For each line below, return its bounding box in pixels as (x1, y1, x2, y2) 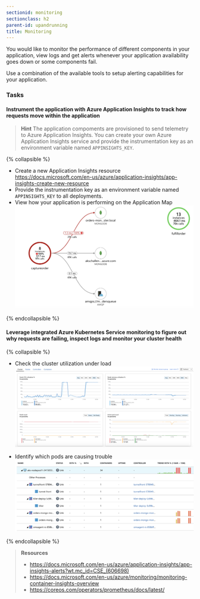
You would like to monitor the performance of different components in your (6, 45, 190, 53)
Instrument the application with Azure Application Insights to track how (6, 105, 187, 113)
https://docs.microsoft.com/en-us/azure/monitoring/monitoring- (29, 573, 187, 581)
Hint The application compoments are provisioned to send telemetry (20, 125, 189, 132)
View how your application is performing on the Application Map (14, 199, 173, 206)
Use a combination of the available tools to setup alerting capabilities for (6, 70, 184, 77)
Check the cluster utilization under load (14, 360, 111, 367)
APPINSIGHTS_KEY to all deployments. (14, 192, 103, 199)
